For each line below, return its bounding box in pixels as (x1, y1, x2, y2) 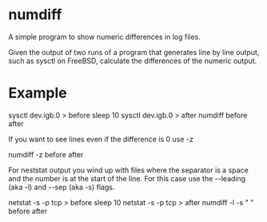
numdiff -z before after (8, 149, 84, 159)
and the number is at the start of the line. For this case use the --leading (8, 173, 246, 183)
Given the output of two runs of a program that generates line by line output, (8, 47, 260, 57)
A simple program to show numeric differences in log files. (8, 32, 201, 42)
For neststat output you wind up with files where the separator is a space (8, 165, 249, 175)
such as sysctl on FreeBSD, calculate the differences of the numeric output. (8, 56, 257, 65)
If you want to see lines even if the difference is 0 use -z (8, 134, 194, 144)
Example (8, 84, 67, 102)
